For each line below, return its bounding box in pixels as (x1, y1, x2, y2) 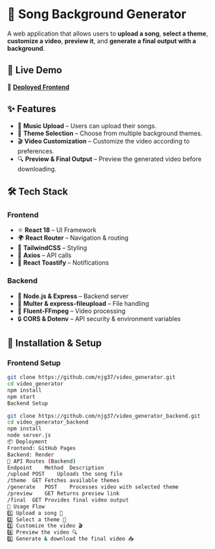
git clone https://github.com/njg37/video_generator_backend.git (7, 412, 200, 419)
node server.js (7, 432, 51, 439)
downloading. (17, 164, 57, 173)
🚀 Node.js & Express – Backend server (17, 292, 129, 300)
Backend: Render (7, 451, 54, 458)
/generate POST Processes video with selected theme (7, 484, 179, 490)
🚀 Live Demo (7, 64, 63, 76)
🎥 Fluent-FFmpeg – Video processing (17, 307, 126, 315)
